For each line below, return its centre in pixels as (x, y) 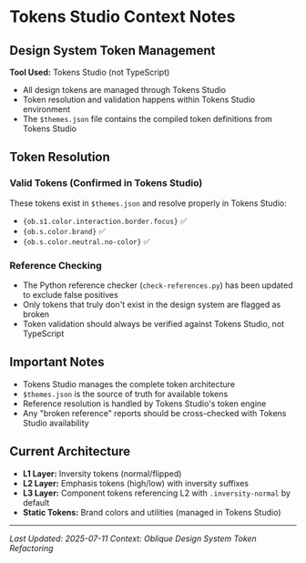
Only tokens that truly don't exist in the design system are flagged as (152, 304)
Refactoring (31, 548)
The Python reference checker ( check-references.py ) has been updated (158, 285)
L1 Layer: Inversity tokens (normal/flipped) (102, 473)
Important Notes (57, 362)
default (36, 502)
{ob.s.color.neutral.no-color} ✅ (87, 241)
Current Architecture (70, 451)
